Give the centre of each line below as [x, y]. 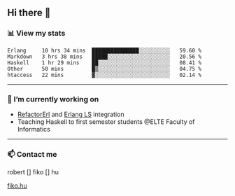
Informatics [34, 129]
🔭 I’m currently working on [53, 99]
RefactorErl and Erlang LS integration [71, 114]
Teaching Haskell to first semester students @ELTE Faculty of [106, 121]
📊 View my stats [36, 34]
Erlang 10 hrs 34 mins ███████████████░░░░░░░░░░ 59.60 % [104, 50]
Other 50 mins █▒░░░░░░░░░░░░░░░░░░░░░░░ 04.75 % [104, 69]
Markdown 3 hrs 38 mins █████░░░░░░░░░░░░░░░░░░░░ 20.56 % [104, 57]
